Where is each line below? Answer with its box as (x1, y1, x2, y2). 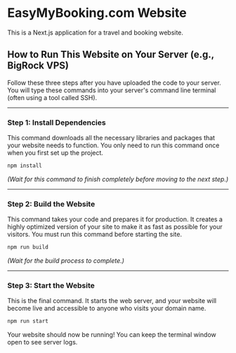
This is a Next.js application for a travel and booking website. (7, 28, 184, 37)
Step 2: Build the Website (7, 199, 96, 209)
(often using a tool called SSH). (7, 93, 98, 101)
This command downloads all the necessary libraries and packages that (7, 134, 216, 142)
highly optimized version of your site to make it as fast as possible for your (7, 223, 223, 231)
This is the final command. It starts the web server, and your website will (7, 297, 216, 305)
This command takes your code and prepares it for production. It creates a (7, 215, 223, 223)
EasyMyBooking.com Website (7, 5, 188, 21)
